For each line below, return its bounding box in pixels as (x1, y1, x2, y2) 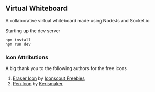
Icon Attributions (5, 54, 49, 61)
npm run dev (5, 42, 31, 47)
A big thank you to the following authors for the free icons (5, 65, 127, 72)
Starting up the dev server (5, 28, 60, 34)
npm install (5, 37, 31, 42)
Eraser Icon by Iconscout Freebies (12, 75, 85, 81)
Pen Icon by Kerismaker (12, 81, 63, 87)
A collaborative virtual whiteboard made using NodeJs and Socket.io (5, 17, 150, 24)
